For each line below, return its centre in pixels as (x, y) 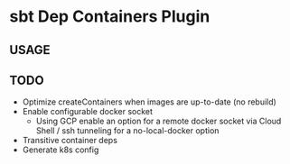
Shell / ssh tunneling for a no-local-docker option (127, 131)
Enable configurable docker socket (88, 112)
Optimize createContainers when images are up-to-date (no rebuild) (150, 102)
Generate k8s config (61, 150)
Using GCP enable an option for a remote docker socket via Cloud (159, 121)
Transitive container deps (70, 141)
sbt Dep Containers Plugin (110, 17)
